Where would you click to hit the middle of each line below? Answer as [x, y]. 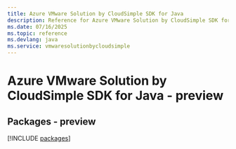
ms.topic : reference [38, 33]
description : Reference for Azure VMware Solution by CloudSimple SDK [113, 20]
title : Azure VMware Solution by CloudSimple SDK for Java [96, 14]
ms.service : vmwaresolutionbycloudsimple [69, 46]
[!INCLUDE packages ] [39, 138]
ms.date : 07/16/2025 [38, 27]
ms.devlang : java [33, 40]
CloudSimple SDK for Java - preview [115, 96]
